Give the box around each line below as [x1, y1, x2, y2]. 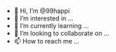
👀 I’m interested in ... [13, 14, 74, 22]
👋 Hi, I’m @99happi [13, 7, 70, 15]
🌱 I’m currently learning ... [13, 22, 89, 30]
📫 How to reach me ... [13, 37, 79, 45]
